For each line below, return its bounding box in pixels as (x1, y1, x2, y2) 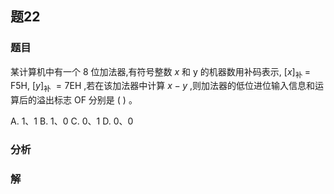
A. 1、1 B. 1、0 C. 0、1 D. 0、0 (10, 115, 134, 127)
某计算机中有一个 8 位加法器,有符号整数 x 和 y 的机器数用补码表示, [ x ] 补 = (10, 65, 311, 80)
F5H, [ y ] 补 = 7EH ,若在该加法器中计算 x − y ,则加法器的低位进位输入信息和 (10, 80, 316, 94)
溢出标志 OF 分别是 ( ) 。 (36, 94, 138, 106)
